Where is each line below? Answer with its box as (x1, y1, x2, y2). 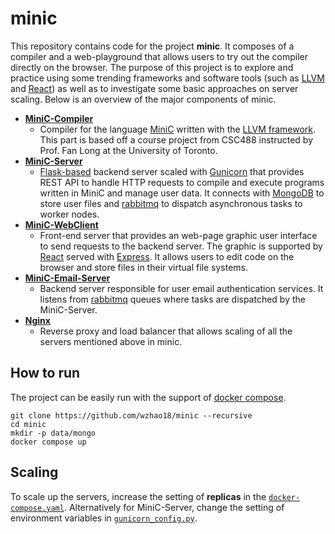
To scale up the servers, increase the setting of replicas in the (10, 490, 267, 502)
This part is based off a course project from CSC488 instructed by (39, 133, 314, 146)
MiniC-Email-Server (24, 272, 111, 284)
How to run (10, 365, 81, 382)
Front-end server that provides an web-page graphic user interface (39, 229, 318, 241)
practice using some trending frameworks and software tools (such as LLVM (10, 72, 325, 84)
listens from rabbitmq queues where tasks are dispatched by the (39, 293, 306, 305)
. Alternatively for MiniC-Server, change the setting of (63, 501, 285, 513)
